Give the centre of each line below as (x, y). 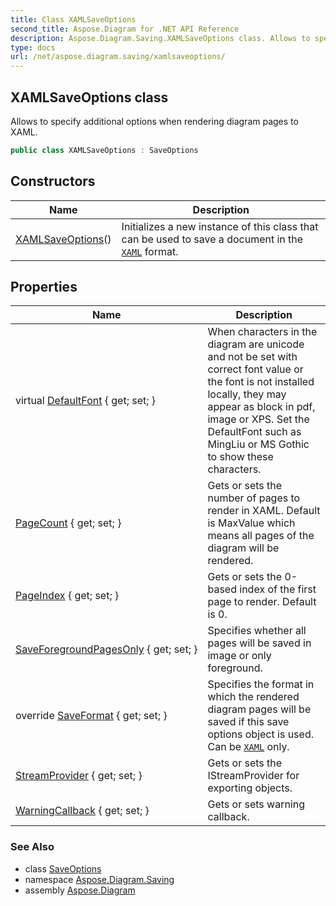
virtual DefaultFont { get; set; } (86, 401)
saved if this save (248, 722)
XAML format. (150, 251)
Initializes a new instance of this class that (220, 226)
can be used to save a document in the (212, 239)
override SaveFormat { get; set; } (91, 716)
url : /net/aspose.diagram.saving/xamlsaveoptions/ (118, 57)
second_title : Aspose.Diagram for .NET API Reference (125, 29)
